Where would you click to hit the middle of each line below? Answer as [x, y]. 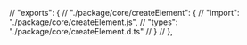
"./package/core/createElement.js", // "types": [94, 22]
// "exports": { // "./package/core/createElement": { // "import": [124, 13]
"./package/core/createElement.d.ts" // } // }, [91, 31]
